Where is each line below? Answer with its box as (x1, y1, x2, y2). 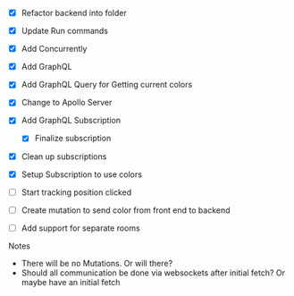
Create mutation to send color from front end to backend (21, 205, 231, 216)
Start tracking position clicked (21, 187, 132, 198)
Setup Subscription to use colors (21, 169, 142, 180)
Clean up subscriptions (21, 151, 107, 162)
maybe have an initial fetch (21, 276, 121, 287)
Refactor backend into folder (21, 8, 127, 18)
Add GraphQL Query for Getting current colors (21, 80, 193, 90)
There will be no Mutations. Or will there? (21, 258, 173, 268)
